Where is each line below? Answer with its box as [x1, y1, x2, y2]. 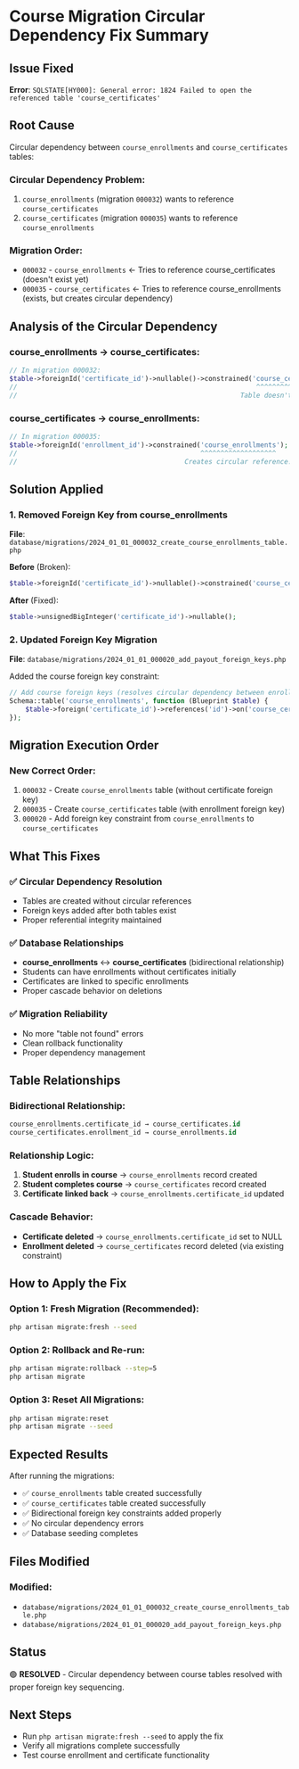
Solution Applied [9, 482, 104, 497]
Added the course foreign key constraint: [9, 671, 160, 682]
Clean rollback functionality [21, 1037, 123, 1048]
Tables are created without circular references [21, 896, 192, 906]
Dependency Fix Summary [9, 25, 209, 45]
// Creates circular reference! [9, 457, 293, 466]
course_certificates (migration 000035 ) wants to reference [21, 212, 238, 224]
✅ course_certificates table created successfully [21, 1498, 206, 1509]
